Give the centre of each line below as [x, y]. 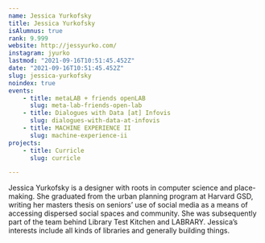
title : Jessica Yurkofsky [52, 23]
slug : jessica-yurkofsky [50, 76]
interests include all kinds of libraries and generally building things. [119, 231]
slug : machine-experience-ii [79, 135]
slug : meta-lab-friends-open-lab [86, 105]
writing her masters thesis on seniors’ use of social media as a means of [128, 205]
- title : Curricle [54, 150]
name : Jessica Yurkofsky [50, 16]
